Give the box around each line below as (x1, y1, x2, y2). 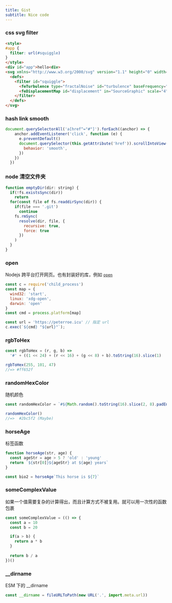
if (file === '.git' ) (14, 204, 58, 209)
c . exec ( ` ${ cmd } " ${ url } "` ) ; (5, 324, 66, 330)
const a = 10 (10, 520, 38, 525)
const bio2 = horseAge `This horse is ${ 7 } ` (5, 474, 100, 479)
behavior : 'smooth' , (24, 146, 68, 151)
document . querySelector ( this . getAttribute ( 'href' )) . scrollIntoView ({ (18, 141, 170, 146)
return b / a (10, 553, 38, 558)
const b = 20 (10, 524, 38, 530)
